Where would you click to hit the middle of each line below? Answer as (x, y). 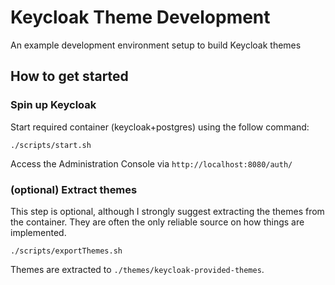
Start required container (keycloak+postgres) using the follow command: (160, 127)
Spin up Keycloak (53, 105)
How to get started (69, 76)
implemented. (38, 232)
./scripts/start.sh (51, 145)
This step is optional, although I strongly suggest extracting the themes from (167, 211)
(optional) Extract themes (74, 189)
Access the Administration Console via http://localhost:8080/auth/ (151, 163)
